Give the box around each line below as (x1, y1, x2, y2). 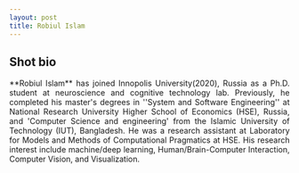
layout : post (9, 12, 58, 22)
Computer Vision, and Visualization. (9, 153, 141, 165)
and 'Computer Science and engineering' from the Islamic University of (9, 116, 290, 127)
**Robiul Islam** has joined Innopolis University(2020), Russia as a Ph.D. (9, 78, 290, 89)
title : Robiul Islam (9, 21, 86, 30)
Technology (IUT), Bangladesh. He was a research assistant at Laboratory (9, 126, 290, 136)
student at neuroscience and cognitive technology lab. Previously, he (9, 87, 290, 98)
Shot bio (9, 54, 57, 70)
